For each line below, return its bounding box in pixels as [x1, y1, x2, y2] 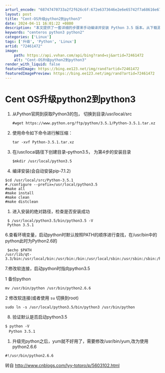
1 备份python [5, 276, 31, 282]
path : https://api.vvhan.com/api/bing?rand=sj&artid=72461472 [14, 53, 144, 58]
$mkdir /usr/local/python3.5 [12, 159, 72, 163]
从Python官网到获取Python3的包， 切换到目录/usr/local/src [12, 111, 132, 117]
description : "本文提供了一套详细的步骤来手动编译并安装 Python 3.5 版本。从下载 [5, 26, 158, 30]
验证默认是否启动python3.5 [12, 314, 68, 320]
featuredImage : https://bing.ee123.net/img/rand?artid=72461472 [5, 67, 139, 72]
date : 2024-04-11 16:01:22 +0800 [5, 21, 74, 26]
